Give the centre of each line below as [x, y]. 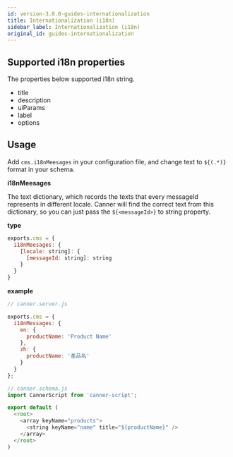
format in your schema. [41, 169]
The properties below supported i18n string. [71, 79]
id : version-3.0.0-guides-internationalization [79, 14]
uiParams [31, 108]
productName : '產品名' [58, 356]
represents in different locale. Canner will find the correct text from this [110, 204]
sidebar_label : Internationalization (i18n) [74, 27]
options [29, 123]
